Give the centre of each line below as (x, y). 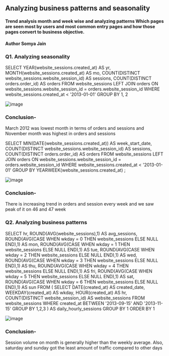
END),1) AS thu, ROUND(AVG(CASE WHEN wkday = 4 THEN (67, 266)
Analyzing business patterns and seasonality (78, 8)
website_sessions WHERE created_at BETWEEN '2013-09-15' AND (74, 303)
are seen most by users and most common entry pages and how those (80, 26)
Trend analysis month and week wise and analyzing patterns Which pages (85, 21)
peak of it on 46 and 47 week (36, 210)
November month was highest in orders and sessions (60, 134)
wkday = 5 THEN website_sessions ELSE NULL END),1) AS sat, (70, 276)
